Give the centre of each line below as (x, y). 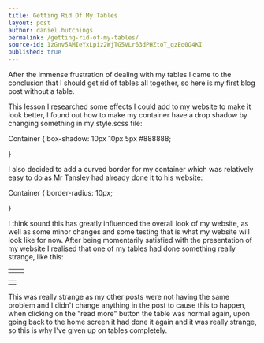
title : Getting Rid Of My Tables (63, 15)
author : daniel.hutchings (50, 30)
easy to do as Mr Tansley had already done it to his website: (106, 177)
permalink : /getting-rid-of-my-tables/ (74, 37)
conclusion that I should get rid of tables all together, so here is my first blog (132, 83)
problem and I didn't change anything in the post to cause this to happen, (127, 305)
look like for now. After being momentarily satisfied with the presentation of (130, 240)
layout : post (30, 23)
